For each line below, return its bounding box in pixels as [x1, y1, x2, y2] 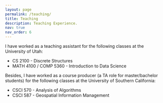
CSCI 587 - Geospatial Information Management [12, 92, 110, 98]
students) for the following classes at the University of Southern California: [5, 78, 156, 83]
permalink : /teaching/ [5, 12, 51, 17]
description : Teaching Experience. [5, 21, 78, 26]
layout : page [5, 7, 32, 12]
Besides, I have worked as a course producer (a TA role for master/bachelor [5, 73, 158, 78]
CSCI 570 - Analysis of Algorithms [12, 87, 82, 93]
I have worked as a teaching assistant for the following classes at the [5, 43, 144, 49]
